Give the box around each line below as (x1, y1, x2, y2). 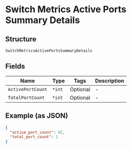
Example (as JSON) (5, 111, 68, 120)
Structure (5, 35, 37, 43)
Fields (5, 62, 26, 71)
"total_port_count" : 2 (10, 134, 58, 140)
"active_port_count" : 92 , (10, 130, 65, 135)
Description (95, 77, 124, 84)
